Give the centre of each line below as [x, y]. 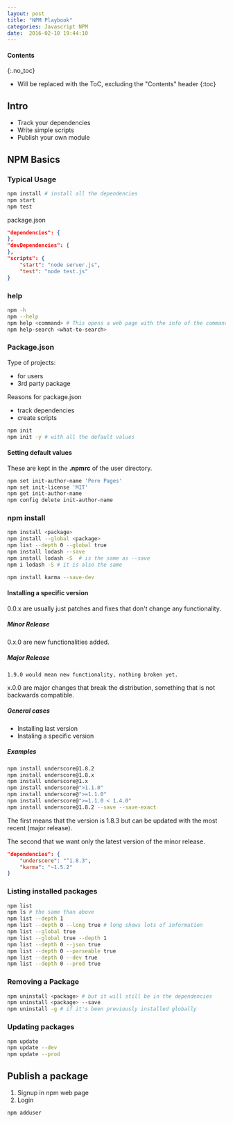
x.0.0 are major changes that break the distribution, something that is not [111, 687]
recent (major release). [40, 827]
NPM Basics [34, 160]
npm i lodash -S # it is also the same [65, 565]
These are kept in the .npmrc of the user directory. [80, 468]
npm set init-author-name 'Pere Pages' [65, 480]
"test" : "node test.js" [54, 271]
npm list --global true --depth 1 [57, 938]
